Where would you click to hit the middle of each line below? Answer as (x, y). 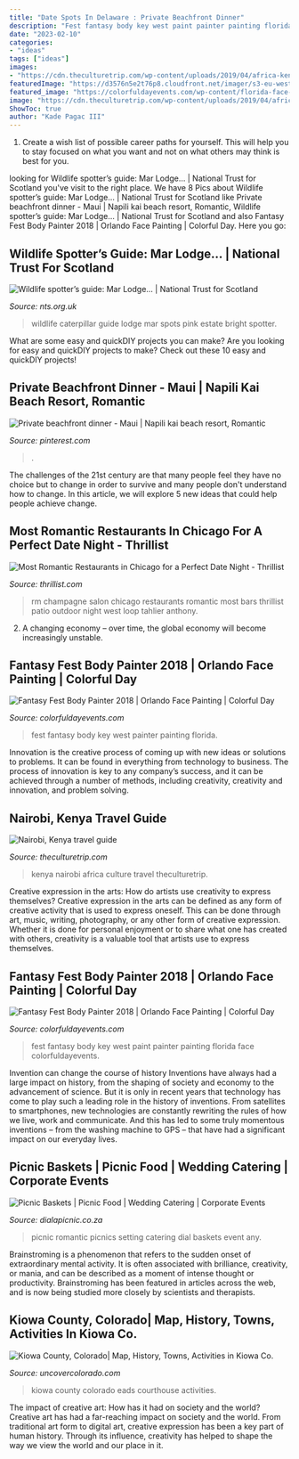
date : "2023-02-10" (45, 34)
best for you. (45, 161)
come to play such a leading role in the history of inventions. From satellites (148, 1101)
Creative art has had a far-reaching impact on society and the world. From (145, 1416)
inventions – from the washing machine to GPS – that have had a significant (147, 1129)
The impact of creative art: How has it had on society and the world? (135, 1407)
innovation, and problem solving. (69, 790)
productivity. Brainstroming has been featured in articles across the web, (142, 1283)
